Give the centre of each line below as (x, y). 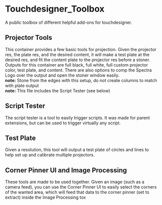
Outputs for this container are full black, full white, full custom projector (77, 65)
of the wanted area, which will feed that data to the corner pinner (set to (77, 192)
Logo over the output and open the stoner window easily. (62, 75)
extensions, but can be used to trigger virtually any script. (63, 123)
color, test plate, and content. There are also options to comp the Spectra (79, 70)
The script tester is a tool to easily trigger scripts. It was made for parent (77, 118)
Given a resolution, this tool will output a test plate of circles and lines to (77, 150)
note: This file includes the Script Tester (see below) (58, 90)
